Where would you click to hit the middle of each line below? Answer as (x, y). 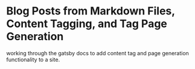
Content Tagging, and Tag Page (87, 24)
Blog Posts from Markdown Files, (91, 11)
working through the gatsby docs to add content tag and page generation (97, 53)
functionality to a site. (33, 59)
